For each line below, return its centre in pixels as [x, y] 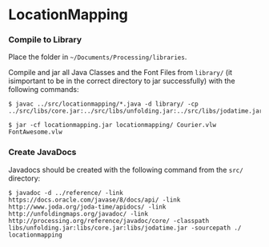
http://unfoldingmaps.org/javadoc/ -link [78, 213]
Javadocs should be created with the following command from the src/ [126, 169]
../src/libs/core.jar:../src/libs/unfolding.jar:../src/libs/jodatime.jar [136, 111]
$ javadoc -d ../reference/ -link [66, 193]
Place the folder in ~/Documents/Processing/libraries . [98, 57]
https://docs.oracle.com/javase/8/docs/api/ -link [94, 200]
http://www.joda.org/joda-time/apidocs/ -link [87, 207]
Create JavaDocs [42, 152]
